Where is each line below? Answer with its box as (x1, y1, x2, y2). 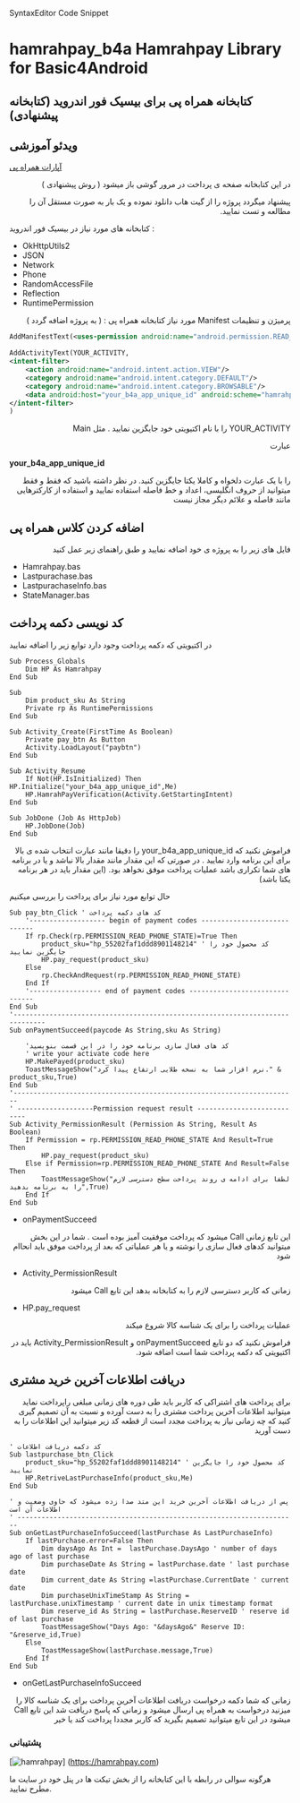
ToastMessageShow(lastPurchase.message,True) (41, 1645, 214, 1655)
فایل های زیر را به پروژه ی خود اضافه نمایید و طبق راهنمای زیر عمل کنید (52, 544, 291, 554)
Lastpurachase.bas (21, 571, 94, 581)
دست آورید (254, 1424, 291, 1436)
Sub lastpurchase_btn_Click (9, 1450, 114, 1459)
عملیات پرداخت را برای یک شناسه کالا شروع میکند (125, 1319, 291, 1330)
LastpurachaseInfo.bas (21, 580, 107, 591)
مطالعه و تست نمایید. (220, 206, 291, 217)
